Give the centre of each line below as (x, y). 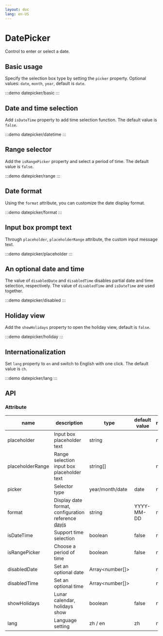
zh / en (97, 623)
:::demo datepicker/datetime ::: (36, 134)
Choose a (65, 546)
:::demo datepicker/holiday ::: (34, 337)
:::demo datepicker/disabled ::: (35, 300)
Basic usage (24, 67)
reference (65, 518)
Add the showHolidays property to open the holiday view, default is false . (78, 327)
